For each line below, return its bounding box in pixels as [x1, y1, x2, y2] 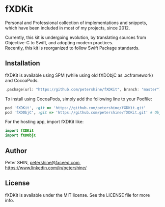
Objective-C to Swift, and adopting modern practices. [5, 39, 114, 45]
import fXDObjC [5, 133, 36, 138]
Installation [5, 59, 40, 67]
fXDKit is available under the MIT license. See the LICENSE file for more [5, 192, 150, 198]
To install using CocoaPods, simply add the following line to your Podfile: [5, 96, 152, 102]
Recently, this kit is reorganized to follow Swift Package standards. [5, 45, 140, 51]
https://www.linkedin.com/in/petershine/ [5, 165, 87, 171]
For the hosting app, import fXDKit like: [5, 119, 84, 125]
